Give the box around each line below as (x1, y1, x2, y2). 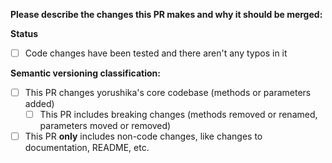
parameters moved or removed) (39, 120, 172, 132)
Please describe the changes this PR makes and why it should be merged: (10, 9, 323, 20)
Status (10, 28, 39, 39)
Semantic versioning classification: (10, 67, 161, 79)
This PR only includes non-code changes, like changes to (24, 130, 263, 143)
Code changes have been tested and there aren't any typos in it (24, 47, 288, 59)
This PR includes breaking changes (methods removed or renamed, (39, 109, 318, 121)
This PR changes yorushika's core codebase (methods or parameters (24, 87, 312, 99)
